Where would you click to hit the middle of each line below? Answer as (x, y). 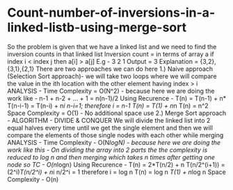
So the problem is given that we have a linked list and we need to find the (112, 46)
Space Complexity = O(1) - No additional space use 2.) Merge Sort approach (117, 113)
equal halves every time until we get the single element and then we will (110, 128)
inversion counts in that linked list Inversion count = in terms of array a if (111, 54)
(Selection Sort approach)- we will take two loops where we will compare (112, 76)
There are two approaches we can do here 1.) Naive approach (124, 69)
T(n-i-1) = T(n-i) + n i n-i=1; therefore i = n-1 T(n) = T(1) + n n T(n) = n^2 (108, 105)
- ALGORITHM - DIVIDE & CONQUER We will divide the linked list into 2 (109, 120)
